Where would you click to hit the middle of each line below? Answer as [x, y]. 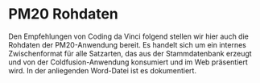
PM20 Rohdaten [64, 14]
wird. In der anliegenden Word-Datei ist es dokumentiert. [103, 70]
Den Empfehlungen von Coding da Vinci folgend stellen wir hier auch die [129, 36]
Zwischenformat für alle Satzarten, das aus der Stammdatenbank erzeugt [130, 53]
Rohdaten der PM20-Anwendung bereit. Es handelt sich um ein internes [128, 44]
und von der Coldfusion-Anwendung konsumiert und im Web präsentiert [128, 62]
